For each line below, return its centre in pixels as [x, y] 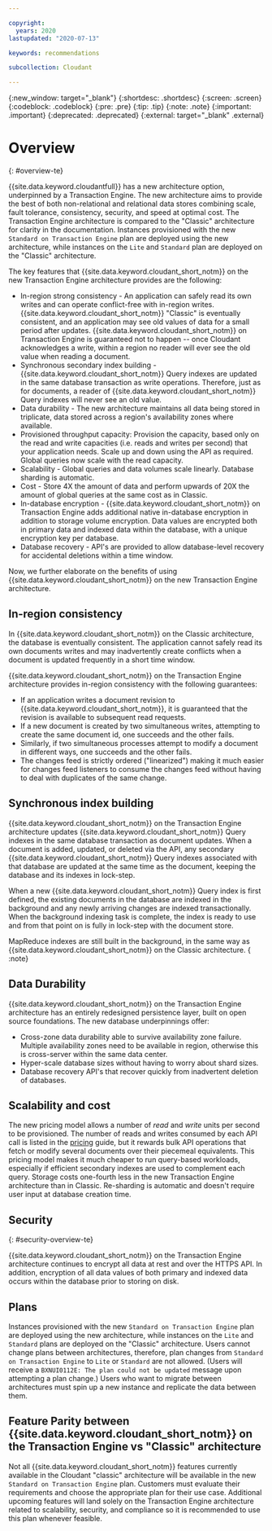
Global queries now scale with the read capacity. [102, 460]
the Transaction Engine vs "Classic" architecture [135, 1447]
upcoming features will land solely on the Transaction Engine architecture [131, 1501]
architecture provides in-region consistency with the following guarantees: [133, 684]
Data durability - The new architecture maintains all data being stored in [140, 409]
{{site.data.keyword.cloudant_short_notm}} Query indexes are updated [138, 374]
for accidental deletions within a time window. [97, 555]
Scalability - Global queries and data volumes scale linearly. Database [137, 469]
